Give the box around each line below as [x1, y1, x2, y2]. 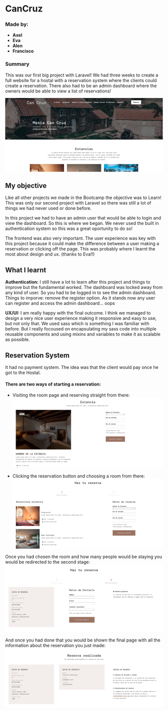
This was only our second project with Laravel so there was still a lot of [5, 200, 151, 206]
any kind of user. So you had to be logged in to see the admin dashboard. [5, 289, 156, 295]
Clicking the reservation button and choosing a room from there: [12, 473, 145, 479]
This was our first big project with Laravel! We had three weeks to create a [5, 72, 158, 78]
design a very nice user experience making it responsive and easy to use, [5, 315, 157, 321]
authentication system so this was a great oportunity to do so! [5, 225, 132, 231]
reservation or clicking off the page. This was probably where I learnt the [5, 246, 155, 252]
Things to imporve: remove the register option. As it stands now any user [5, 295, 155, 301]
